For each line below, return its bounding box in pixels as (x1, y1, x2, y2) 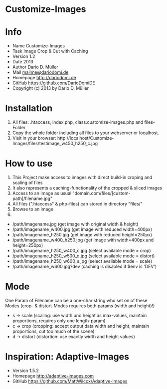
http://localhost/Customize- (57, 135, 114, 141)
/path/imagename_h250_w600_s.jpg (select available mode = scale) (12, 258, 153, 264)
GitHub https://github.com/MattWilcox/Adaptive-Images (12, 378, 128, 384)
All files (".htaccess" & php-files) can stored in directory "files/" (12, 201, 143, 206)
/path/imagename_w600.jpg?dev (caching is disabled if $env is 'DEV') (12, 263, 157, 269)
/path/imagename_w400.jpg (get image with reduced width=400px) (12, 226, 153, 232)
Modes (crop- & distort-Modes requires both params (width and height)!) (5, 303, 155, 309)
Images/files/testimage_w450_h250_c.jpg (12, 141, 98, 147)
